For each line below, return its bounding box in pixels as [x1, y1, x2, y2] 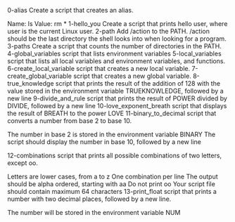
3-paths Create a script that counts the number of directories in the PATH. [7, 42, 222, 50]
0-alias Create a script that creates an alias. [7, 6, 134, 14]
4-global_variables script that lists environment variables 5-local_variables [7, 49, 222, 58]
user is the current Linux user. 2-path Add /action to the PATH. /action [7, 27, 210, 35]
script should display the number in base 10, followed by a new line [7, 138, 202, 146]
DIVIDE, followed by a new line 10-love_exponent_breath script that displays [7, 102, 227, 110]
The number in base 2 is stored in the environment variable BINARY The [7, 130, 216, 138]
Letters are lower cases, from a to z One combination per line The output [7, 172, 218, 181]
